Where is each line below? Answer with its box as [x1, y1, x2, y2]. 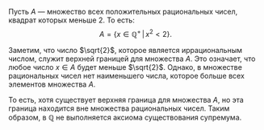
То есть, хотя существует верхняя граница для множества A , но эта [8, 95, 244, 104]
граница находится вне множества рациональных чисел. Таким [8, 104, 230, 113]
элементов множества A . [8, 79, 96, 89]
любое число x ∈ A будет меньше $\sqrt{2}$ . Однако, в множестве [8, 62, 242, 71]
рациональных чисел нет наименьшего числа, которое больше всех [8, 71, 245, 80]
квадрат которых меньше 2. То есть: [8, 15, 135, 25]
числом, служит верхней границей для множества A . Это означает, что [8, 54, 256, 63]
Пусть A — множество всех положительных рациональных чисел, [8, 7, 238, 16]
